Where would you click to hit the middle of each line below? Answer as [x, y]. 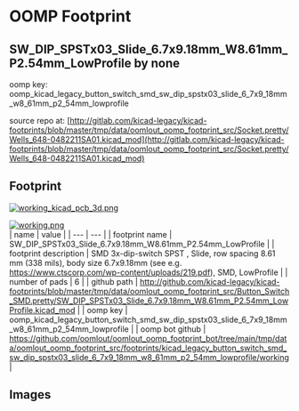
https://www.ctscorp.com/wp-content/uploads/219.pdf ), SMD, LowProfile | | [149, 272]
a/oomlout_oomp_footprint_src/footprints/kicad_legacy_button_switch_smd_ [148, 348]
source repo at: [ [40, 121]
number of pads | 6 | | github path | [73, 281]
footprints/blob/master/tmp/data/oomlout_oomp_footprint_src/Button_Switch [149, 291]
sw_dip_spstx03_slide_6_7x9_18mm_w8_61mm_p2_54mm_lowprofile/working [149, 357]
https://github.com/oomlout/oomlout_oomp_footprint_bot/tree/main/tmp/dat [148, 338]
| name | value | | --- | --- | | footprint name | [91, 234]
